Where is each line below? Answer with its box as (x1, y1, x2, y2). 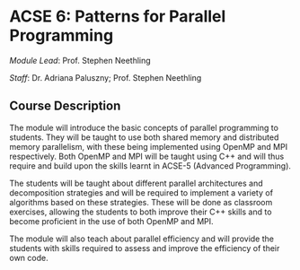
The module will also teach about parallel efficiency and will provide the (9, 233, 274, 244)
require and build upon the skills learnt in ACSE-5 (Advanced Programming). (9, 160, 292, 171)
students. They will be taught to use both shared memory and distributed (9, 132, 279, 143)
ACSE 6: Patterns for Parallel (9, 6, 226, 27)
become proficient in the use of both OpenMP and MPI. (9, 215, 214, 226)
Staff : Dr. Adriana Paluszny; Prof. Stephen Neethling (9, 72, 202, 83)
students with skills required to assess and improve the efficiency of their (9, 242, 280, 253)
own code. (9, 252, 49, 263)
